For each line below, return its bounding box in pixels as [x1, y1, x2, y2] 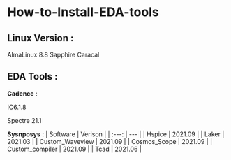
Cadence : [7, 89, 38, 98]
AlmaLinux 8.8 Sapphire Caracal [7, 50, 100, 59]
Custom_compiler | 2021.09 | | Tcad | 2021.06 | [7, 145, 142, 153]
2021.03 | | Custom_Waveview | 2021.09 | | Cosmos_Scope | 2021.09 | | [7, 137, 213, 145]
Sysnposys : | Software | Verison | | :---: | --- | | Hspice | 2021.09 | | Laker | [7, 130, 225, 138]
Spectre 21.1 [7, 116, 42, 124]
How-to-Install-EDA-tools [7, 4, 159, 20]
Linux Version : [7, 32, 74, 44]
